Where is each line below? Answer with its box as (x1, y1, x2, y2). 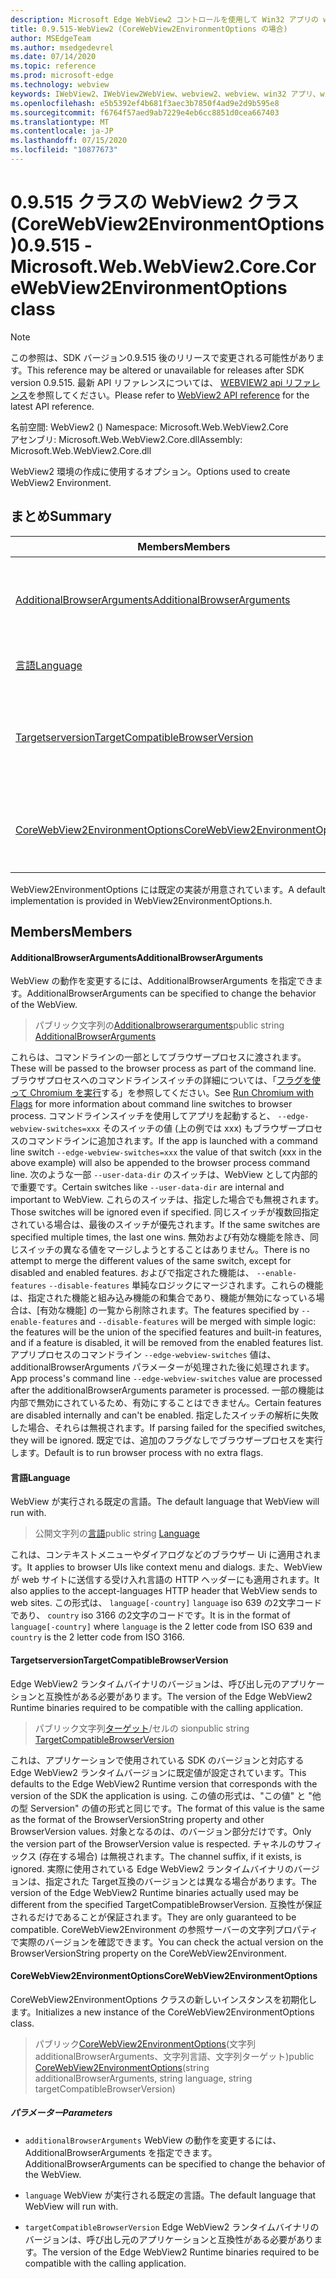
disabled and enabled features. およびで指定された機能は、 (10, 1267, 255, 1279)
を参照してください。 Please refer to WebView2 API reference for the (27, 389, 310, 401)
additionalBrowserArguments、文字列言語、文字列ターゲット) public (34, 2050, 315, 2062)
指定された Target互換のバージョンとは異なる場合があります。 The (44, 1875, 317, 1887)
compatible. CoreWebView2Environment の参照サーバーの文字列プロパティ (10, 1923, 319, 1935)
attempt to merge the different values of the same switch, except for (10, 1255, 292, 1267)
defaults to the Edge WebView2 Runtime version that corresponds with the (10, 1777, 318, 1790)
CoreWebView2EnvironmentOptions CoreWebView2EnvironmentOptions (10, 1970, 318, 1982)
